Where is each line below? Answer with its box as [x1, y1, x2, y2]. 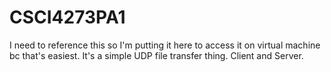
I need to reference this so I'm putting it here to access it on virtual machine [9, 39, 321, 51]
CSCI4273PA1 [9, 6, 126, 29]
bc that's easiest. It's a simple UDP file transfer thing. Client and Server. [9, 49, 304, 61]
